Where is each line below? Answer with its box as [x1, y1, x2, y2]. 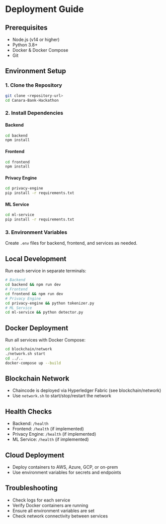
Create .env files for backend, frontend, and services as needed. [5, 240, 138, 246]
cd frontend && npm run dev [5, 291, 64, 296]
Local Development [5, 254, 67, 263]
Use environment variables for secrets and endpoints [12, 470, 121, 476]
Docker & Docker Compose [12, 47, 69, 53]
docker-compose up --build [5, 360, 61, 365]
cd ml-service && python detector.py [5, 310, 83, 315]
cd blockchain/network [5, 347, 52, 352]
